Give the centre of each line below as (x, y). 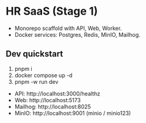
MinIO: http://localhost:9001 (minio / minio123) (73, 113)
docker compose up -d (43, 75)
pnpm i (23, 69)
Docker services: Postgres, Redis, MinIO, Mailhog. (78, 34)
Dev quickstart (35, 54)
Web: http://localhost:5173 (47, 100)
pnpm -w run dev (36, 81)
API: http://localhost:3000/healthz (57, 94)
